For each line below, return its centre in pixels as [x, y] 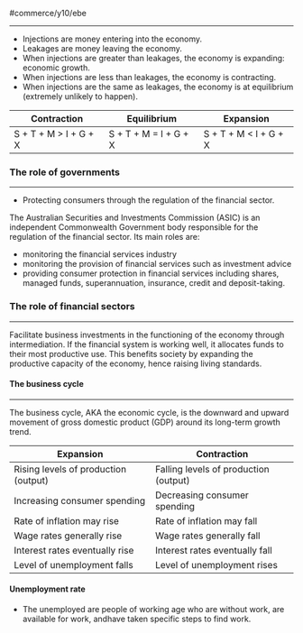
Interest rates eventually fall [213, 550]
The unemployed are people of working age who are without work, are [153, 609]
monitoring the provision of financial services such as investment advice [157, 264]
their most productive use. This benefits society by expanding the [132, 353]
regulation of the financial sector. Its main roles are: [105, 237]
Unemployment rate [47, 589]
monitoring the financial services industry [100, 254]
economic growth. [56, 68]
